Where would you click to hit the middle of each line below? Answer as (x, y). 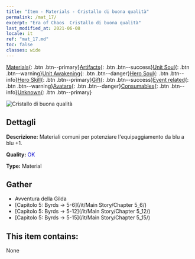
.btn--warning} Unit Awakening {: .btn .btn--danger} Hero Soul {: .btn (87, 73)
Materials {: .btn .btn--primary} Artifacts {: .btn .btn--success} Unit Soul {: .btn (98, 67)
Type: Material (24, 166)
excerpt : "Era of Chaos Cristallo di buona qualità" (74, 23)
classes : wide (24, 50)
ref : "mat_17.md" (27, 39)
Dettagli (21, 122)
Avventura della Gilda (40, 199)
